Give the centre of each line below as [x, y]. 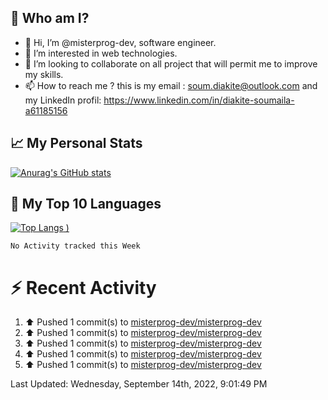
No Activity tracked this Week [75, 246]
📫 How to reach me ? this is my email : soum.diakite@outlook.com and [171, 85]
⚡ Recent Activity [83, 287]
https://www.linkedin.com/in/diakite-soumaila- [199, 100]
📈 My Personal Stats [76, 143]
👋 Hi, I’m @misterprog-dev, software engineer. [120, 42]
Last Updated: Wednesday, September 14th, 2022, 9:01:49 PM [139, 384]
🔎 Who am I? [50, 18]
